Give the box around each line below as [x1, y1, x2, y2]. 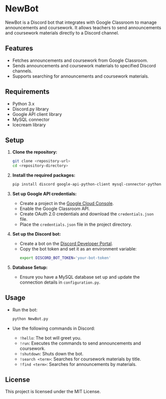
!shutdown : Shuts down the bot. [19, 350, 84, 356]
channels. [12, 68, 33, 74]
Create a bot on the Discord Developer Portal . [19, 241, 113, 247]
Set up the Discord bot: [12, 231, 61, 237]
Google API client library [12, 111, 62, 117]
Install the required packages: [12, 172, 76, 178]
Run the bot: [12, 306, 38, 312]
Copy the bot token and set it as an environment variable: [19, 246, 137, 251]
